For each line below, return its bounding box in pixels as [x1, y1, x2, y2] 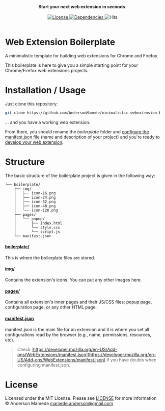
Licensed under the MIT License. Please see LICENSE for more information [5, 395, 157, 401]
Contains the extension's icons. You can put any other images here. [5, 277, 142, 283]
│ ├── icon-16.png [14, 190, 56, 196]
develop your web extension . [5, 139, 64, 145]
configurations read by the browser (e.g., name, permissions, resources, [5, 332, 152, 337]
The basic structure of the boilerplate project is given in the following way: [5, 173, 156, 179]
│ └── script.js [14, 229, 60, 234]
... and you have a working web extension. [5, 119, 91, 125]
